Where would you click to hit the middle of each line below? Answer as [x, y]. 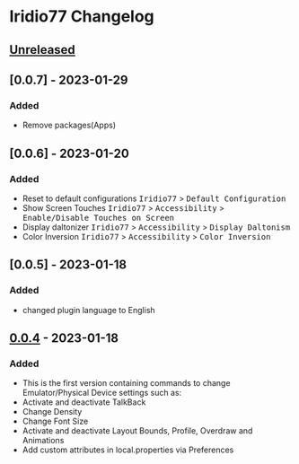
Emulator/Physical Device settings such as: [102, 393]
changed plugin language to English [88, 310]
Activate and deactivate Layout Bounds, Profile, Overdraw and [137, 431]
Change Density [52, 412]
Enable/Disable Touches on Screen [98, 218]
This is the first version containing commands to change [126, 383]
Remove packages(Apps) [69, 125]
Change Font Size [55, 421]
